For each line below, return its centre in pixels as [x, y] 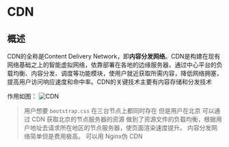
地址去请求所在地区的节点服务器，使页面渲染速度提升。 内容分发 [121, 128]
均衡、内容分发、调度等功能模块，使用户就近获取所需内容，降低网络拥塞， [118, 73]
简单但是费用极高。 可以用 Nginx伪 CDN [86, 136]
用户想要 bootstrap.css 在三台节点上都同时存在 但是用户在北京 [112, 111]
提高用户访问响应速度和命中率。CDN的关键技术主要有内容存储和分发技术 [109, 82]
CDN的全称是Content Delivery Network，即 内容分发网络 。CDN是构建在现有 [114, 56]
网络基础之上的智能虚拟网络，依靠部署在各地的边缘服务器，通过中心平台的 [112, 65]
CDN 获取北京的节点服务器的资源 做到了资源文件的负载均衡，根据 [124, 119]
